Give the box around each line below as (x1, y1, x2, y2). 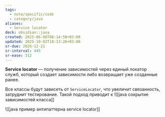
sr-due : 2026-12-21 (5, 44, 45, 49)
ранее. (5, 77, 20, 83)
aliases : (5, 21, 23, 26)
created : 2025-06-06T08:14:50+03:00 (5, 35, 81, 40)
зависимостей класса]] (5, 97, 54, 103)
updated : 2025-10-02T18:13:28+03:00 (5, 39, 81, 44)
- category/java (9, 16, 43, 21)
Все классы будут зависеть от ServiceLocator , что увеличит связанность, (5, 87, 161, 92)
